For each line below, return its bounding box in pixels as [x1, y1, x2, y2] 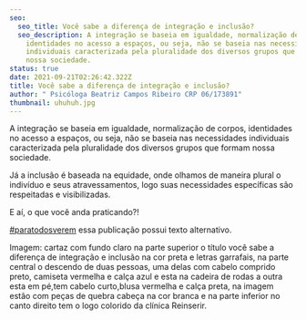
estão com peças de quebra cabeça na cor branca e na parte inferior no [9, 291, 280, 302]
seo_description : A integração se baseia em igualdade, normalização [17, 30, 287, 39]
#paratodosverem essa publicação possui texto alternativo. [9, 224, 232, 235]
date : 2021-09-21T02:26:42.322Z [9, 73, 132, 82]
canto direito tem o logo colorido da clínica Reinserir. [9, 300, 208, 311]
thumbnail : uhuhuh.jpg [9, 98, 96, 108]
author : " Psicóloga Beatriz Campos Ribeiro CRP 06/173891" [9, 89, 243, 98]
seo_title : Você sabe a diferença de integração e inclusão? [17, 22, 255, 31]
